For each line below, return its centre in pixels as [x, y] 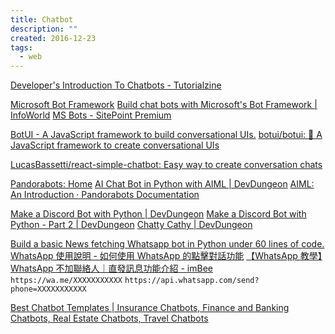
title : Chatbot [42, 19]
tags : [21, 47]
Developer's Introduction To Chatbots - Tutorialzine [116, 85]
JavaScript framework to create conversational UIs [115, 145]
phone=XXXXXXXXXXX [48, 289]
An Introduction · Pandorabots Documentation [105, 195]
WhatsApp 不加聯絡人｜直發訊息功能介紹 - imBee [111, 268]
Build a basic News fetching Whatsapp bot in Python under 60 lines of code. [167, 244]
